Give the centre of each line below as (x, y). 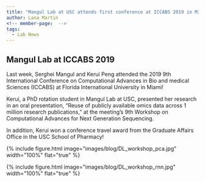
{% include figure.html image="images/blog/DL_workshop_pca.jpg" (92, 148)
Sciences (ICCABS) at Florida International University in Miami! (85, 87)
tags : (13, 29)
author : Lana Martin (33, 18)
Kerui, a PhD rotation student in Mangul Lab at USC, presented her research (102, 99)
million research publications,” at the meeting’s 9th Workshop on (88, 112)
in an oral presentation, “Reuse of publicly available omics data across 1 (96, 105)
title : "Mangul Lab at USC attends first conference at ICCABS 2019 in (99, 12)
